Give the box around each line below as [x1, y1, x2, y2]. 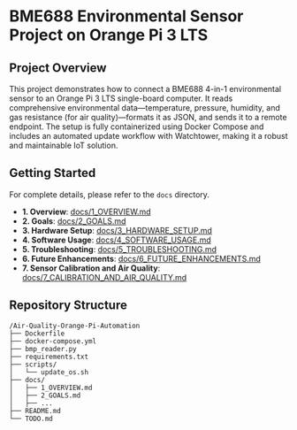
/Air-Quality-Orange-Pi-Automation [9, 321, 141, 330]
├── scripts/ [9, 360, 57, 369]
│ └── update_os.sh [9, 367, 89, 377]
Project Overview [9, 60, 107, 75]
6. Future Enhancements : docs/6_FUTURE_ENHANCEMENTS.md [21, 253, 261, 264]
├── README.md [9, 406, 62, 415]
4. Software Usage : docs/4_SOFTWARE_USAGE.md [21, 234, 211, 245]
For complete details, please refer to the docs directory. [9, 188, 210, 200]
